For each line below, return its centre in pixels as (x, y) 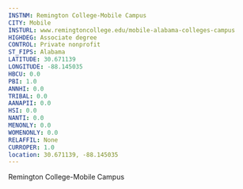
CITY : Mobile (30, 23)
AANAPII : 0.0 (30, 103)
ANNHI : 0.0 (26, 89)
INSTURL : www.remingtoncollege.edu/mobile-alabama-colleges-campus (122, 30)
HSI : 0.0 (23, 111)
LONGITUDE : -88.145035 (46, 67)
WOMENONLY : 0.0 (33, 132)
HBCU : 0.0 (25, 74)
